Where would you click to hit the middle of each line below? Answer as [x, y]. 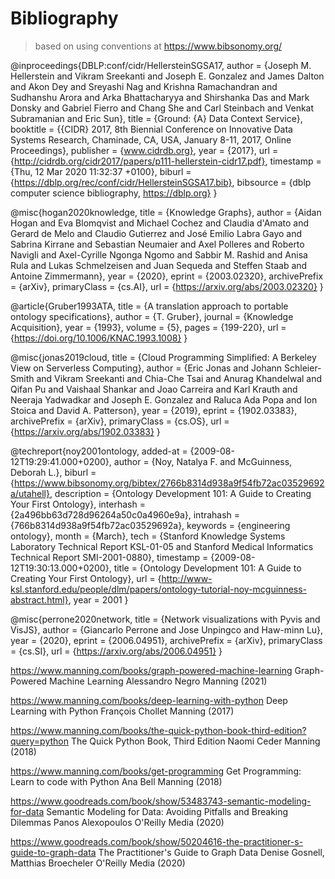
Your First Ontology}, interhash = [78, 504]
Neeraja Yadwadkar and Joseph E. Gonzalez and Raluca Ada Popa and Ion [164, 399]
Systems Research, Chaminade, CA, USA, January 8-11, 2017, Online [151, 139]
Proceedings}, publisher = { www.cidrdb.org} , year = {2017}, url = [144, 150]
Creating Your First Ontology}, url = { [86, 578]
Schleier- [303, 368]
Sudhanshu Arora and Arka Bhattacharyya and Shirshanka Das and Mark [160, 97]
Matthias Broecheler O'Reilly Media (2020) [98, 863]
